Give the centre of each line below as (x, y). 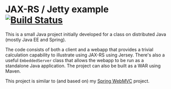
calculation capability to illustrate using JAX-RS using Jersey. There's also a (85, 55)
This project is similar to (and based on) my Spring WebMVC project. (77, 81)
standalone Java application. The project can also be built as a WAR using (83, 66)
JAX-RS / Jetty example (57, 9)
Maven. (13, 71)
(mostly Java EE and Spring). (36, 40)
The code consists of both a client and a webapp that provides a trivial (79, 49)
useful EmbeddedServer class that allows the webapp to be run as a (75, 60)
